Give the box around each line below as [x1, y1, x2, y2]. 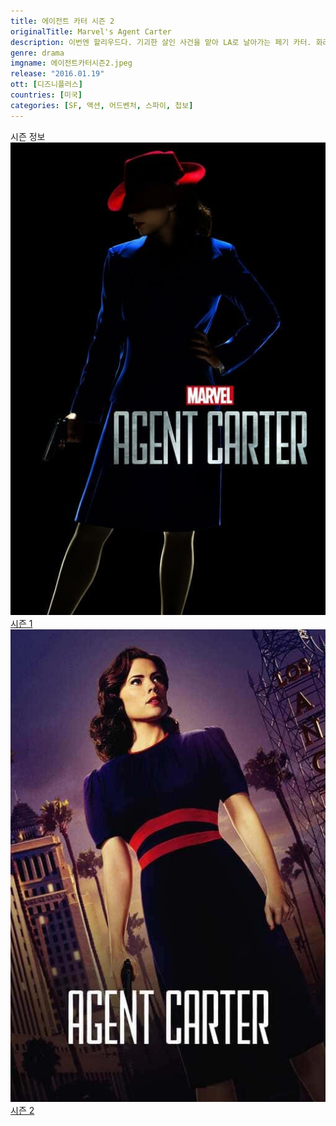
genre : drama [10, 48, 65, 58]
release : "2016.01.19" [10, 69, 105, 79]
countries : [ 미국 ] [10, 90, 83, 100]
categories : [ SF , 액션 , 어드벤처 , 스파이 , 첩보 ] [10, 100, 194, 110]
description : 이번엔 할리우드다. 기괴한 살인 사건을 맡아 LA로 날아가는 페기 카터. [10, 37, 312, 47]
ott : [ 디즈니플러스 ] [10, 80, 83, 90]
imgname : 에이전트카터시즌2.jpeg [10, 58, 133, 69]
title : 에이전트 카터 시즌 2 [10, 16, 115, 26]
